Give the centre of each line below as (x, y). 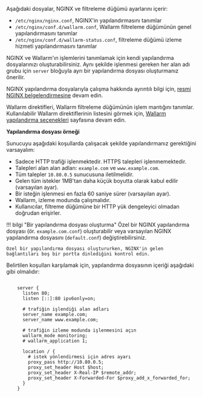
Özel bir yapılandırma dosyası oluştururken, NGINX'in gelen (85, 249)
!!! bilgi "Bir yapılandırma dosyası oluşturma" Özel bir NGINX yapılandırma (98, 225)
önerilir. (16, 77)
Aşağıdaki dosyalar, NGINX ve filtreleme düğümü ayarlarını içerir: (87, 9)
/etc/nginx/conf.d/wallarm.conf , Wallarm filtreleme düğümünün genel (103, 27)
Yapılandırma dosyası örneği (43, 132)
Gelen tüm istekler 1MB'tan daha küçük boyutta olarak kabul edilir (96, 181)
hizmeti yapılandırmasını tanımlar (56, 46)
